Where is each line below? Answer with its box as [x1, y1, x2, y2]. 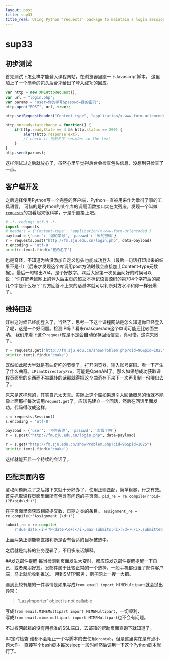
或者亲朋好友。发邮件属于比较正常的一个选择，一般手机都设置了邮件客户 [14, 564, 164, 571]
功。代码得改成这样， [5, 404, 49, 410]
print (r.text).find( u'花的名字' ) [5, 247, 72, 252]
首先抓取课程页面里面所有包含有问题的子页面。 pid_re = [5, 493, 121, 499]
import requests [5, 224, 39, 229]
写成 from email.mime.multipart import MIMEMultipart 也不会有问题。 [5, 614, 149, 621]
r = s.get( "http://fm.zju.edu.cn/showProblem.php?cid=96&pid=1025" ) [5, 442, 152, 447]
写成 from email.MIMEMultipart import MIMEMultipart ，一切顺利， [5, 608, 142, 614]
